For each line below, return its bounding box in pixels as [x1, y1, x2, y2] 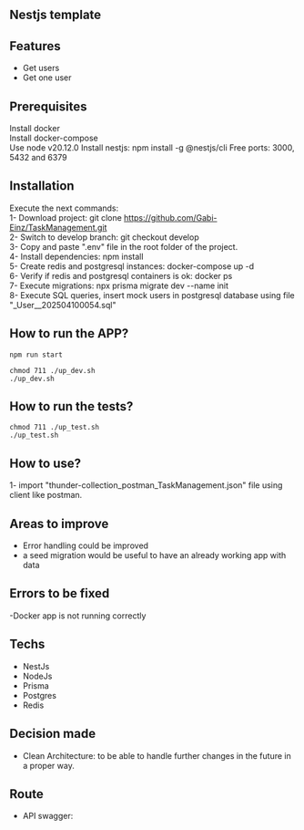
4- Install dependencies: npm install [9, 251, 144, 262]
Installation [9, 178, 75, 194]
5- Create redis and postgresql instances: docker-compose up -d [9, 260, 255, 272]
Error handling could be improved [22, 540, 148, 551]
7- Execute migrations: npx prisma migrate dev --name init [9, 280, 229, 291]
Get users [22, 63, 60, 74]
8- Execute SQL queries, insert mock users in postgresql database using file [9, 289, 296, 300]
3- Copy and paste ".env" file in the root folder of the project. [9, 241, 238, 252]
